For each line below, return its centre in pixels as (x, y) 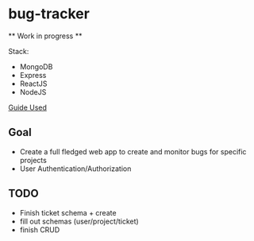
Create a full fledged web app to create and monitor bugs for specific (133, 151)
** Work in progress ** (45, 36)
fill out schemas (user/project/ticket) (79, 221)
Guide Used (28, 107)
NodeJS (33, 91)
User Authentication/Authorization (75, 169)
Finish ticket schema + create (68, 212)
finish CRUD (40, 229)
